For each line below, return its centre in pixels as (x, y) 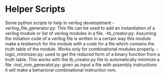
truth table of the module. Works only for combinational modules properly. (80, 49)
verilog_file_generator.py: (31, 28)
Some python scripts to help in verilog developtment (58, 23)
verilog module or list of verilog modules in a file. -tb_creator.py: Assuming (81, 33)
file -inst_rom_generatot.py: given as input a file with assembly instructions (81, 65)
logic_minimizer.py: (25, 54)
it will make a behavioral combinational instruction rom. (61, 70)
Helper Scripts (35, 9)
